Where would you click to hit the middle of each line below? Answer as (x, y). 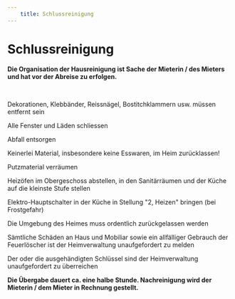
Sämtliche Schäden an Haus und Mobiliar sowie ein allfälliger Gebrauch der (118, 237)
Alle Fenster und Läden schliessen (58, 125)
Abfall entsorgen (32, 139)
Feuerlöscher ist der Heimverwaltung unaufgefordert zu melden (101, 245)
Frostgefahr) (26, 209)
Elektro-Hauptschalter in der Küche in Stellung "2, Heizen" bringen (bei (112, 202)
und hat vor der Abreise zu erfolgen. (62, 76)
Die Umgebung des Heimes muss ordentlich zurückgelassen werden (108, 223)
